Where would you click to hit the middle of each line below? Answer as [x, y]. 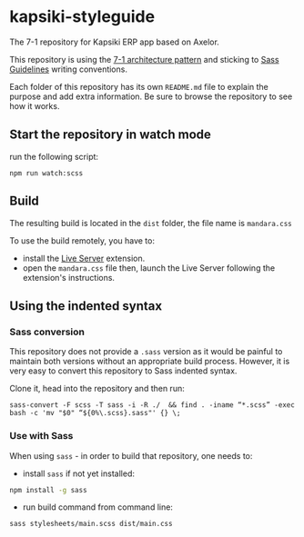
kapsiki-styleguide [82, 17]
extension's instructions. [69, 277]
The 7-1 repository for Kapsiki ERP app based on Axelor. [115, 42]
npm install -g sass [49, 490]
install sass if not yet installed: [78, 473]
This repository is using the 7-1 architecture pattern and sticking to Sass [144, 59]
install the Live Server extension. [84, 258]
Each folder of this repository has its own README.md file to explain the [139, 86]
